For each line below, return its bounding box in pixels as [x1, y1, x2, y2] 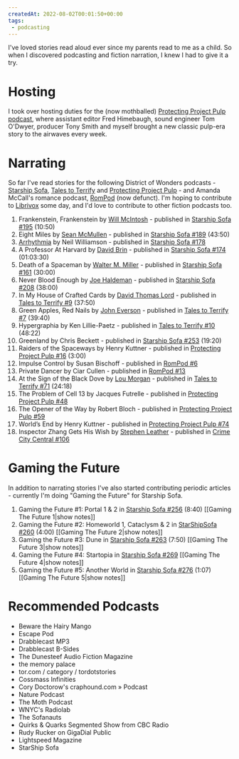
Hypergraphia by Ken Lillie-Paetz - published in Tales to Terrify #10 [18, 321, 216, 330]
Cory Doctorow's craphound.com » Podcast [18, 683, 148, 691]
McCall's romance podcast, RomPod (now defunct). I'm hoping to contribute [8, 193, 232, 202]
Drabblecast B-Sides [18, 645, 80, 653]
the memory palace [18, 660, 76, 668]
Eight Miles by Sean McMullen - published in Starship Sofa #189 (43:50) [18, 230, 230, 239]
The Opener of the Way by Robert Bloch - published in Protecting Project [18, 405, 233, 413]
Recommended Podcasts [8, 598, 159, 615]
